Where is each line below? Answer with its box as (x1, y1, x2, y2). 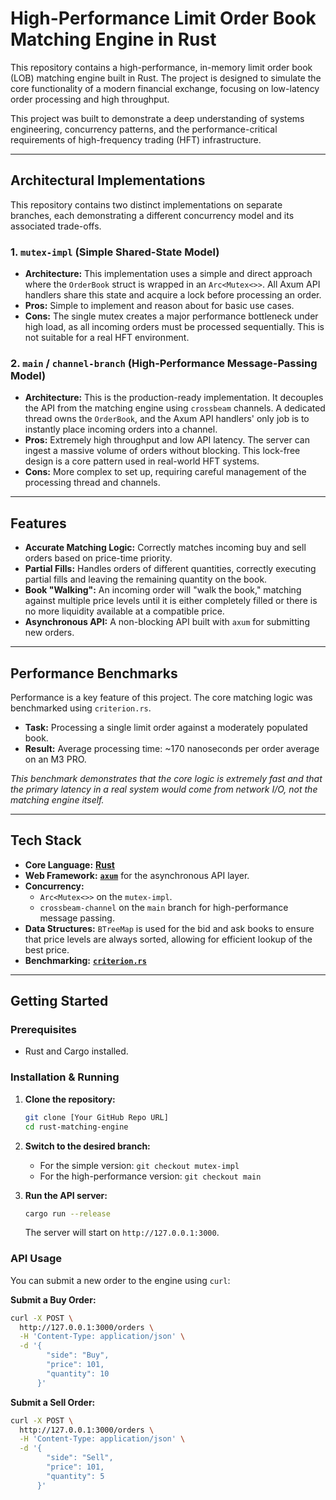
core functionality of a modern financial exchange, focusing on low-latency (10, 82, 320, 94)
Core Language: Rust (24, 858, 115, 871)
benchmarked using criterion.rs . (10, 702, 152, 714)
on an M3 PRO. (24, 753, 87, 765)
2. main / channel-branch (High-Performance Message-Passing (10, 356, 318, 370)
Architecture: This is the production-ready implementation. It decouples (24, 392, 324, 404)
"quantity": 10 (46, 1368, 110, 1379)
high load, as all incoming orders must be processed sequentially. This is (24, 321, 325, 333)
